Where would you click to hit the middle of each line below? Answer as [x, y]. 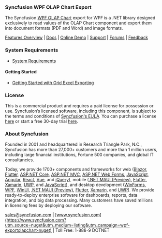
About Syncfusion [27, 134]
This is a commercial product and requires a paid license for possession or [79, 106]
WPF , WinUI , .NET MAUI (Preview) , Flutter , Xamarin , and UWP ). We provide [80, 190]
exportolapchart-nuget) [28, 230]
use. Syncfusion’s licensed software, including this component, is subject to [81, 111]
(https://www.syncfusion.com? [36, 220]
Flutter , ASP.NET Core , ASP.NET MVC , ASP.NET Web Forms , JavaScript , [77, 174]
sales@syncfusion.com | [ [31, 215]
